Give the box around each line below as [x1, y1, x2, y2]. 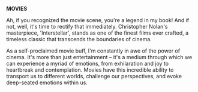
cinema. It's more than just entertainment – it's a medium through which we [6, 54, 193, 60]
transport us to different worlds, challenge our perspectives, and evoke [6, 73, 182, 79]
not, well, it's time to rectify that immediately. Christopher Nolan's [6, 23, 168, 30]
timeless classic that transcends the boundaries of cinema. [6, 36, 152, 42]
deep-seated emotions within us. [6, 79, 88, 86]
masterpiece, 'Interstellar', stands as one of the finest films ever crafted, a [6, 29, 189, 36]
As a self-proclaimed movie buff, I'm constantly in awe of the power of [6, 47, 181, 54]
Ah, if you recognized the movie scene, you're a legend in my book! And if [6, 17, 190, 23]
